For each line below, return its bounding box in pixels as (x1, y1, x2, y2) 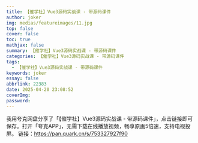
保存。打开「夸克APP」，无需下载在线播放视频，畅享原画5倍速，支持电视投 (6, 122, 191, 129)
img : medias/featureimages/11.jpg (6, 20, 93, 26)
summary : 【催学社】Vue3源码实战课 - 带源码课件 (6, 48, 116, 54)
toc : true (6, 36, 31, 42)
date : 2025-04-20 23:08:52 (6, 87, 74, 93)
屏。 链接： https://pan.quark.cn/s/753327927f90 (6, 130, 128, 137)
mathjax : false (6, 42, 44, 48)
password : (6, 98, 31, 104)
